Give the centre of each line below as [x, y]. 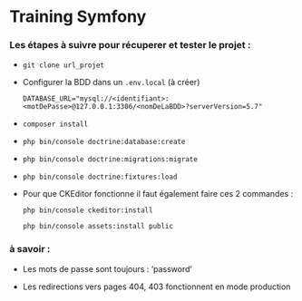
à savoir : [30, 249]
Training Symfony [78, 17]
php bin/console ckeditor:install [88, 210]
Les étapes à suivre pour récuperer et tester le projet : [130, 45]
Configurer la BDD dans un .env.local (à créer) [111, 83]
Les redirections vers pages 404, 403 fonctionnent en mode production [156, 286]
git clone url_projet [63, 65]
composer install [55, 124]
